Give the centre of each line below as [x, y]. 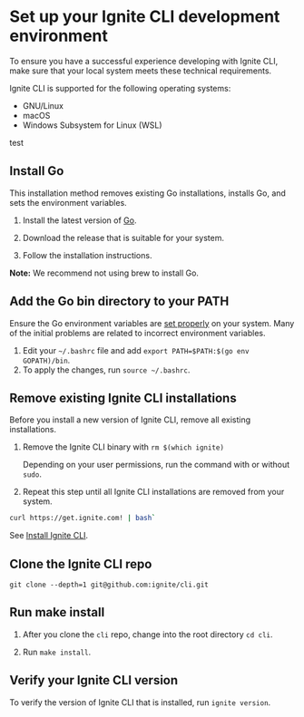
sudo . [32, 474]
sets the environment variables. [68, 202]
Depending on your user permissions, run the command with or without [156, 465]
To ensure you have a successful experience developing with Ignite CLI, [144, 61]
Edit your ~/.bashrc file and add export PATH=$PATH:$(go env [136, 350]
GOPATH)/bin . [46, 360]
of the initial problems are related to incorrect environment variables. [137, 333]
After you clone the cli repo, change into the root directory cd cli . [147, 634]
